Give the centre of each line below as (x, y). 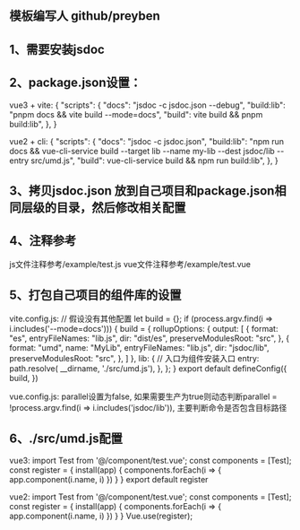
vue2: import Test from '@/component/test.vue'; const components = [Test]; (150, 497)
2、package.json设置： (75, 83)
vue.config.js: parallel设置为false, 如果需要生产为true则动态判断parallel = (143, 396)
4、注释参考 (43, 241)
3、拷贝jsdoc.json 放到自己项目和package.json (142, 191)
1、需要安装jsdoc (57, 49)
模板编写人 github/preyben (85, 16)
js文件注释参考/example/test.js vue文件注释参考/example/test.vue (130, 264)
